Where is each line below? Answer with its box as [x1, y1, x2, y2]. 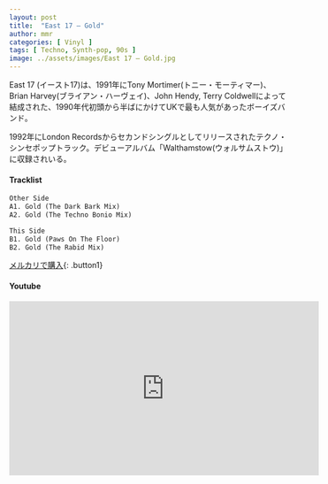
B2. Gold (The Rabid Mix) [9, 242, 104, 252]
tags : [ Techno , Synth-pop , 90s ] [9, 46, 137, 55]
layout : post [9, 12, 57, 22]
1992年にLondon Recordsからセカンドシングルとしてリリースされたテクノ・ [9, 132, 287, 142]
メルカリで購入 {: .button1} [9, 260, 103, 271]
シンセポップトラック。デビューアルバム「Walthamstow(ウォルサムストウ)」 [9, 142, 288, 153]
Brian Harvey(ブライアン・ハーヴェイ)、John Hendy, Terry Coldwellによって [9, 90, 286, 101]
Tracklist [9, 174, 42, 185]
